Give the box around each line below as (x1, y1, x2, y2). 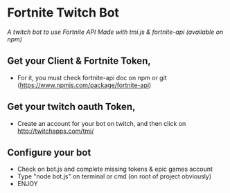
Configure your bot (7, 147, 91, 158)
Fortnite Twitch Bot (7, 5, 120, 21)
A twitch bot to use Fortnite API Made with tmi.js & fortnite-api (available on (7, 28, 224, 36)
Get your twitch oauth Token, (7, 101, 136, 113)
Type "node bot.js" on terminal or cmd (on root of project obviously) (17, 172, 212, 181)
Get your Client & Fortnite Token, (7, 55, 151, 67)
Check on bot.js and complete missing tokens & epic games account (17, 165, 213, 174)
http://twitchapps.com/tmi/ (17, 127, 94, 135)
